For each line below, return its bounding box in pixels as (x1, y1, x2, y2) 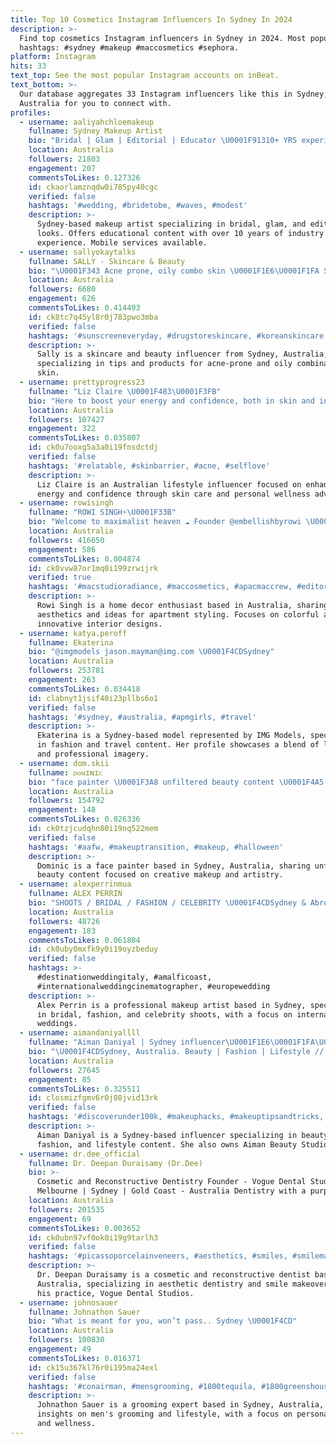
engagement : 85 (28, 1074, 92, 1085)
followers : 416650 (28, 535, 105, 545)
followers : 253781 (28, 666, 105, 676)
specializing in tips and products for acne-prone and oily (36, 359, 293, 369)
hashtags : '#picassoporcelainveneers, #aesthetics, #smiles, (28, 1251, 288, 1261)
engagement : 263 (28, 675, 97, 685)
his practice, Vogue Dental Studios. (36, 1288, 195, 1298)
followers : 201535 (28, 1204, 105, 1215)
